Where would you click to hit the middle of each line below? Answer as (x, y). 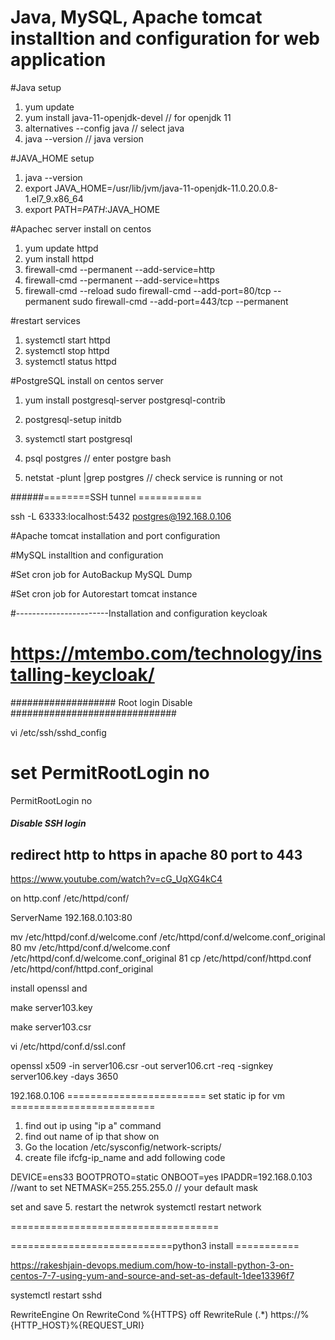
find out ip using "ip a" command (93, 1126)
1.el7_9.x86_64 (54, 198)
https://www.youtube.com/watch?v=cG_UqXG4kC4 (116, 879)
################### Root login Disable (101, 702)
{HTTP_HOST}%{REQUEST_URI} (77, 1325)
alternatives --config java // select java (104, 128)
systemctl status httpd (70, 361)
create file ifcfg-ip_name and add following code (125, 1158)
